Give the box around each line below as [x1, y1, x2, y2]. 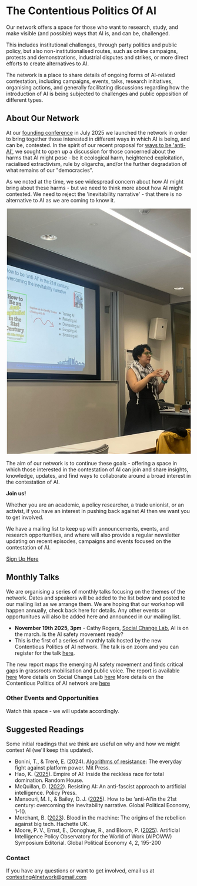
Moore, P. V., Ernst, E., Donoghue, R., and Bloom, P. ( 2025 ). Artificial [14, 827, 181, 834]
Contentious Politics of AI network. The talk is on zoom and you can [14, 643, 179, 650]
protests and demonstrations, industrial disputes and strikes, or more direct [6, 54, 189, 61]
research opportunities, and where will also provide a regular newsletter [6, 531, 181, 538]
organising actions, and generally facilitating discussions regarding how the [6, 84, 189, 91]
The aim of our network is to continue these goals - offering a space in [6, 459, 178, 467]
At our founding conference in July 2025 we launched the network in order [6, 129, 188, 136]
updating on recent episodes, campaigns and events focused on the [6, 537, 172, 545]
